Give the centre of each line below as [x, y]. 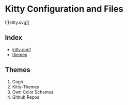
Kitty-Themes [26, 87]
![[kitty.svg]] [17, 22]
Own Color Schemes [33, 92]
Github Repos [26, 97]
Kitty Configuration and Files [64, 9]
